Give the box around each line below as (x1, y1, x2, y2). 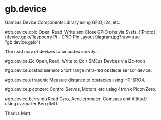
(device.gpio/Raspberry (5, 34, 52, 40)
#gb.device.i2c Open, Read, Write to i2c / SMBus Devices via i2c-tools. (5, 58, 147, 64)
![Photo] (139, 29, 155, 34)
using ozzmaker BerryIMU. (5, 101, 58, 106)
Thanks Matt (5, 110, 31, 116)
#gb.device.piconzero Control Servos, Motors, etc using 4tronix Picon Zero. (5, 86, 157, 92)
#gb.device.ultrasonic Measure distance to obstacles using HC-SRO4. (5, 77, 145, 83)
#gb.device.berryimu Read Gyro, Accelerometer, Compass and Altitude (5, 96, 147, 102)
